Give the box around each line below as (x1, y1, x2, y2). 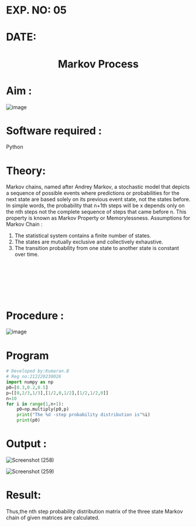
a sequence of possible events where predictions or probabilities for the (6, 190, 180, 197)
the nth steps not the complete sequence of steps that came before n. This (6, 208, 187, 215)
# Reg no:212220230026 (6, 374, 61, 380)
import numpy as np (6, 379, 54, 385)
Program (6, 349, 49, 362)
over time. (14, 251, 39, 258)
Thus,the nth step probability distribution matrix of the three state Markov (6, 508, 183, 515)
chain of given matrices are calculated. (6, 514, 100, 521)
